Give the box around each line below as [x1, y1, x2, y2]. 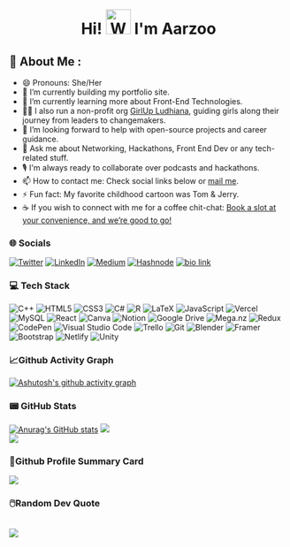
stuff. [50, 153, 69, 163]
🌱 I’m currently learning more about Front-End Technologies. [21, 96, 243, 106]
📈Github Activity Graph [9, 353, 114, 366]
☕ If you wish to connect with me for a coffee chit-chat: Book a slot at [21, 202, 277, 212]
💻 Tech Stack [9, 279, 71, 292]
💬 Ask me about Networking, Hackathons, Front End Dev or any [21, 143, 254, 154]
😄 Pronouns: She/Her [21, 78, 103, 87]
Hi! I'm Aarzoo [80, 19, 217, 39]
